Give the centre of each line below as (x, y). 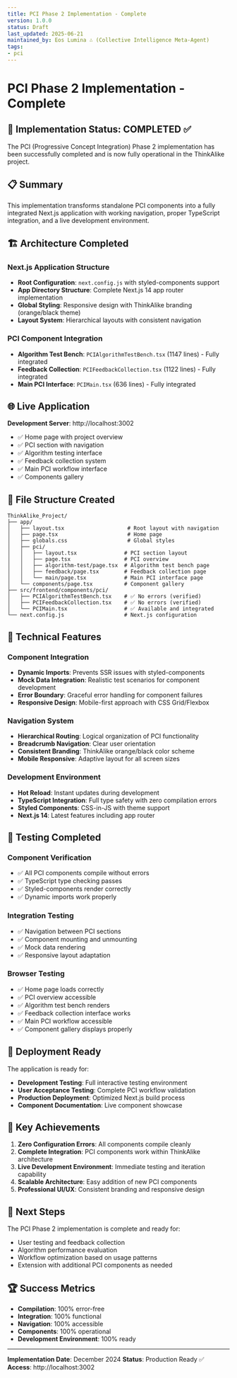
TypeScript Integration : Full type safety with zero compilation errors (117, 800)
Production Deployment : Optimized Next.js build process (101, 1098)
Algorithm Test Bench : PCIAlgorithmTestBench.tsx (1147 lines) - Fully (119, 354)
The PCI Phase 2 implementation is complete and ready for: (94, 1229)
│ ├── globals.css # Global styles (91, 541)
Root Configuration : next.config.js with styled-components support (119, 283)
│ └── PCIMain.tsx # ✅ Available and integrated (111, 609)
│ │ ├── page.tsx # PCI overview (88, 559)
